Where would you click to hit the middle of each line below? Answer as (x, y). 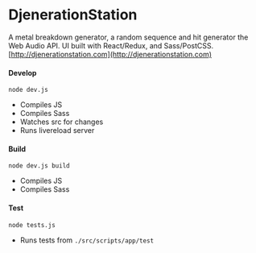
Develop (23, 73)
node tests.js (32, 225)
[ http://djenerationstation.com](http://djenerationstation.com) (110, 54)
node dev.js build (39, 166)
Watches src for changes (62, 122)
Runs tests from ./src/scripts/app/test (87, 240)
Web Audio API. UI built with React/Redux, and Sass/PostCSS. (111, 45)
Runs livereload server (57, 131)
